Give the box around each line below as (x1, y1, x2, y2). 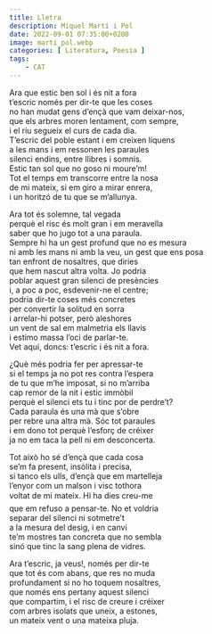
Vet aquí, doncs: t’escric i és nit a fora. (9, 341, 150, 352)
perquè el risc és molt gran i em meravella (9, 218, 163, 228)
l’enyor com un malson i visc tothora (9, 480, 143, 490)
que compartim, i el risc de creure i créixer (9, 596, 165, 606)
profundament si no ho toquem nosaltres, (9, 577, 162, 588)
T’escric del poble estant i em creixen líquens (9, 135, 175, 145)
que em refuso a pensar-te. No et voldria (9, 503, 159, 514)
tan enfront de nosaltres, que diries (9, 256, 139, 267)
